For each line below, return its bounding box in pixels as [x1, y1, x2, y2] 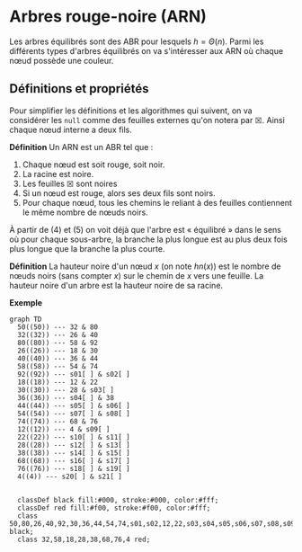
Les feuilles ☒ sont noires [22, 178, 118, 189]
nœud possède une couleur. [9, 55, 114, 66]
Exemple [9, 297, 43, 307]
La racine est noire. [22, 168, 94, 179]
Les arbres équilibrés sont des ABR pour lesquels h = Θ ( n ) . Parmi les [9, 36, 264, 47]
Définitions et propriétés [9, 81, 149, 96]
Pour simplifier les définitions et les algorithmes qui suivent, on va [9, 105, 253, 116]
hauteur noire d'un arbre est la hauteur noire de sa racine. [9, 280, 223, 290]
